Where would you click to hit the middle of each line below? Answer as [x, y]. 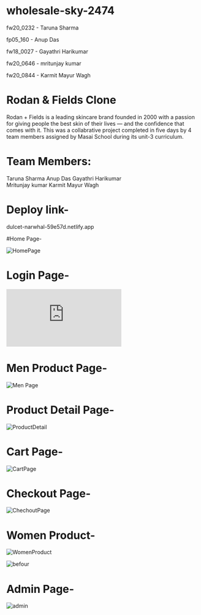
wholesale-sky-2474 [61, 11]
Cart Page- [35, 451]
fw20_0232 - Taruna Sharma [43, 28]
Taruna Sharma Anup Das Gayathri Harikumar [64, 178]
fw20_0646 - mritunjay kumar [44, 63]
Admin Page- [40, 589]
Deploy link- [38, 210]
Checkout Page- [48, 493]
